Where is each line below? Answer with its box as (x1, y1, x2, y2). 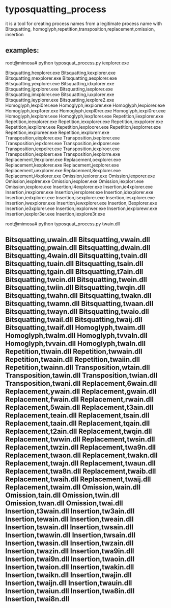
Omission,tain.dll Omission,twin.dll (5, 491, 120, 500)
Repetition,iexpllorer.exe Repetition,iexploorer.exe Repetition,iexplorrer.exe (5, 124, 161, 130)
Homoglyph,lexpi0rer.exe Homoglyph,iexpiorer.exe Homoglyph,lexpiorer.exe (5, 102, 165, 108)
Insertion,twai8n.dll (5, 595, 70, 603)
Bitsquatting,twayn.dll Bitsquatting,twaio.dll (5, 308, 149, 316)
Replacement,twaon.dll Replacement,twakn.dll (5, 451, 158, 460)
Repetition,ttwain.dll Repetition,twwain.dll (5, 347, 142, 356)
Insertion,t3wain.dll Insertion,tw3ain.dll (5, 507, 135, 516)
